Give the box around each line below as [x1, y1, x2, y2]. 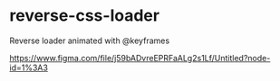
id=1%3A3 [9, 62, 48, 73]
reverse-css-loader [9, 5, 160, 26]
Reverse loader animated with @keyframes [9, 35, 170, 46]
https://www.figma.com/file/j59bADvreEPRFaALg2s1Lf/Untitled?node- [9, 52, 271, 63]
